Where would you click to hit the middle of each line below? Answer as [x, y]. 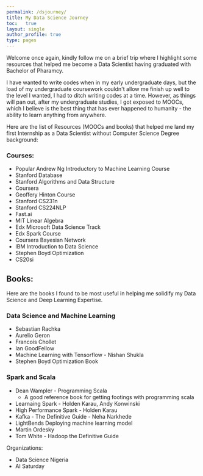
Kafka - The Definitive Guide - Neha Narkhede [73, 416]
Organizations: [25, 448]
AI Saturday [30, 466]
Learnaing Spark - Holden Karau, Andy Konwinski [77, 403]
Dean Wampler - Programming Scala [61, 391]
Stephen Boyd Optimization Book [57, 361]
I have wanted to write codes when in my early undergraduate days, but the [101, 82]
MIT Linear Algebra [39, 221]
